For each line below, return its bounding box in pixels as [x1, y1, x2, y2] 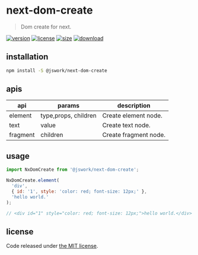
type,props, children [40, 111, 97, 120]
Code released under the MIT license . [6, 243, 98, 250]
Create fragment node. [102, 131, 166, 139]
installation [6, 52, 49, 62]
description [117, 101, 151, 110]
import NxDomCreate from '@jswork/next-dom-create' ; [6, 167, 139, 173]
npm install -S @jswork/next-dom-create [6, 68, 108, 74]
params [57, 101, 80, 110]
